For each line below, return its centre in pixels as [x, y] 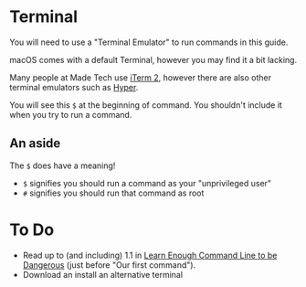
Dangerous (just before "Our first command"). [109, 265]
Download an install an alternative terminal [103, 274]
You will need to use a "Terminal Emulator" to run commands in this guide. [149, 42]
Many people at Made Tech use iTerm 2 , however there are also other [141, 77]
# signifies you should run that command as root [113, 193]
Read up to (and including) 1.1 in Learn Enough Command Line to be [150, 255]
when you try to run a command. [71, 114]
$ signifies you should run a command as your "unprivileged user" [147, 183]
